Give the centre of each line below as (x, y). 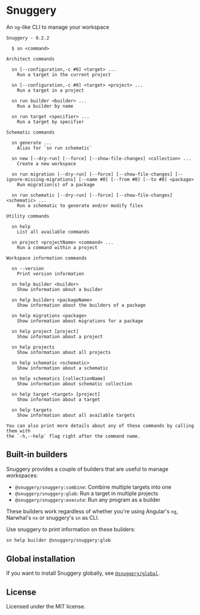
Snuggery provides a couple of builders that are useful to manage (87, 469)
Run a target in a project (51, 90)
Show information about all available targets (76, 415)
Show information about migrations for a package (80, 321)
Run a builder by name (45, 106)
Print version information (51, 274)
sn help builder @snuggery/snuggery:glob (59, 540)
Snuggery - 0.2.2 (28, 38)
